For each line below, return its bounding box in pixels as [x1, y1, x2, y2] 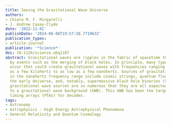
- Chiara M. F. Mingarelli [5, 17, 63, 22]
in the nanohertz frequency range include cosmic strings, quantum [10, 74, 156, 79]
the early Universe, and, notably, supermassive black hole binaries [10, 79, 160, 84]
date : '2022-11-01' [5, 27, 47, 32]
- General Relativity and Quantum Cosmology [5, 112, 101, 117]
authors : [5, 12, 24, 17]
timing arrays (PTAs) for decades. [10, 93, 85, 98]
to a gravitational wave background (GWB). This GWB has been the [10, 88, 154, 93]
